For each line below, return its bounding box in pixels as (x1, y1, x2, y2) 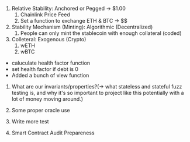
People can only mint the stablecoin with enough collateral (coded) (20, 30, 182, 37)
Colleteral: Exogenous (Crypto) (11, 36, 87, 42)
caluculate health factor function (11, 59, 91, 66)
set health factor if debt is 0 (11, 66, 79, 72)
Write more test (11, 118, 49, 125)
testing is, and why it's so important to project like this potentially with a (11, 90, 184, 96)
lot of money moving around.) (11, 95, 84, 102)
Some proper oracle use (11, 107, 70, 113)
